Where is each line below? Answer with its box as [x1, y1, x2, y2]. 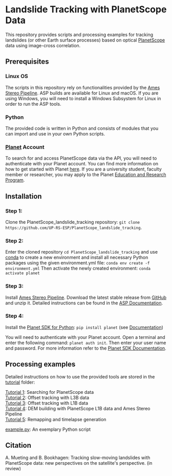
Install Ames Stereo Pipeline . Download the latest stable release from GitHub [5, 294, 167, 300]
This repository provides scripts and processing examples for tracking [5, 31, 154, 37]
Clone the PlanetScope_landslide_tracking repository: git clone [5, 219, 140, 225]
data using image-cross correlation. [5, 42, 81, 48]
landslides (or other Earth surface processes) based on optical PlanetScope [5, 37, 165, 43]
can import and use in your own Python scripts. [5, 130, 105, 137]
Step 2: [5, 237, 24, 244]
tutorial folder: [5, 379, 35, 385]
